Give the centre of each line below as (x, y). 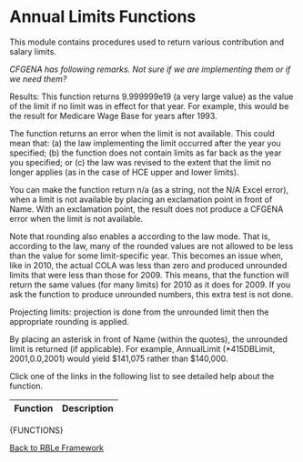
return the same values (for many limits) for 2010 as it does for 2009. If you (150, 285)
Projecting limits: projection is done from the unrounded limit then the (139, 312)
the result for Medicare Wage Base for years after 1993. (113, 115)
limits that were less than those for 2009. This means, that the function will (149, 275)
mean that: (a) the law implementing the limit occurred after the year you (146, 143)
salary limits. (33, 51)
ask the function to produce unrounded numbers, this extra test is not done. (151, 294)
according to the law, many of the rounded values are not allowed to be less (151, 246)
